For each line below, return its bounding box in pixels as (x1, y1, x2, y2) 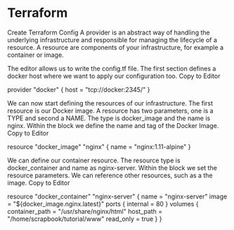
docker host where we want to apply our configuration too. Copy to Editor (7, 72, 221, 80)
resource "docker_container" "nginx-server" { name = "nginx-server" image (7, 192, 228, 200)
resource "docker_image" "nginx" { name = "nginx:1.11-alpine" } (7, 142, 191, 151)
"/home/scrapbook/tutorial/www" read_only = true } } (7, 215, 162, 223)
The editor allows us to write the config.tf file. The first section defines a (7, 64, 216, 72)
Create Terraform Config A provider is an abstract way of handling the (7, 28, 210, 37)
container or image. (7, 51, 65, 59)
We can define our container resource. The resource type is (7, 156, 181, 165)
